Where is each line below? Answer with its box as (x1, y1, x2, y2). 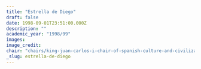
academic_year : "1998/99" (6, 31, 71, 37)
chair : (6, 48, 23, 54)
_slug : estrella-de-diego (6, 53, 71, 59)
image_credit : (6, 43, 42, 49)
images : (6, 37, 26, 43)
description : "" (6, 25, 47, 32)
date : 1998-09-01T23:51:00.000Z (6, 20, 87, 26)
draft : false (6, 14, 39, 20)
